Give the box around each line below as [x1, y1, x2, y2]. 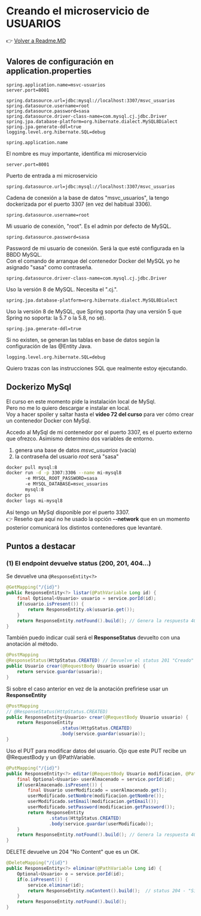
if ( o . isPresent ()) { [17, 877, 68, 882]
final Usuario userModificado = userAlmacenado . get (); [28, 787, 167, 793]
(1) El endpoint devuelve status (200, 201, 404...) [6, 559, 151, 567]
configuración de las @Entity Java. [6, 342, 92, 349]
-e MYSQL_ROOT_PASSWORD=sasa [25, 476, 98, 482]
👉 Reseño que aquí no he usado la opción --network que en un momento [6, 515, 190, 522]
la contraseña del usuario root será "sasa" [14, 453, 119, 460]
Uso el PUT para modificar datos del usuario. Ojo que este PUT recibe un [6, 747, 187, 754]
